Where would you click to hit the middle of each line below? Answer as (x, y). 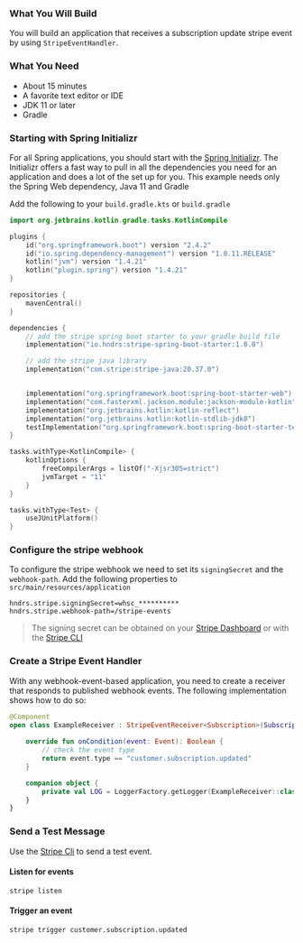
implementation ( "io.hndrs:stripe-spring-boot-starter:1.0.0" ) (145, 345)
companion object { (62, 783)
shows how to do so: (48, 700)
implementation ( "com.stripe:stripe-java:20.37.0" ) (123, 370)
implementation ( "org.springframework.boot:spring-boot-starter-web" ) (159, 394)
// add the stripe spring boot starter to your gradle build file (153, 337)
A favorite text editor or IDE (73, 95)
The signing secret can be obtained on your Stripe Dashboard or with (160, 628)
